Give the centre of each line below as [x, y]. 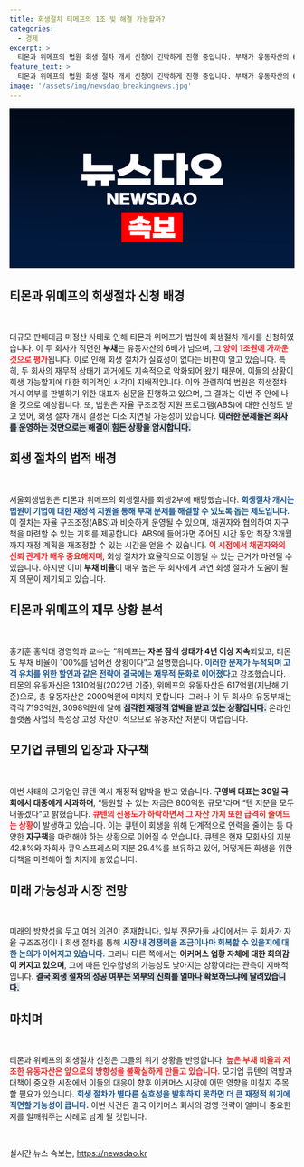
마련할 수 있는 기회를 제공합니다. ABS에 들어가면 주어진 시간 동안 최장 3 [152, 533]
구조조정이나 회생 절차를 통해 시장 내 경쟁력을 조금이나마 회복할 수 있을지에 [149, 943]
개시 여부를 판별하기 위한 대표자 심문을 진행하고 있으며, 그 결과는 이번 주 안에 [144, 394]
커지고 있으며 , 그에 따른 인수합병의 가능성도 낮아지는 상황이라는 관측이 [142, 965]
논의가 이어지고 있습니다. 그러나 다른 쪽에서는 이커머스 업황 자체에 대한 [142, 954]
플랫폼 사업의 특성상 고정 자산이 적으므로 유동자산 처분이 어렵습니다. [129, 718]
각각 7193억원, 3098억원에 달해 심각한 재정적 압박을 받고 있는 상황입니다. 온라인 [150, 707]
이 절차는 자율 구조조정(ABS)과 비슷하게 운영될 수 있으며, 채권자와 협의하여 [141, 522]
